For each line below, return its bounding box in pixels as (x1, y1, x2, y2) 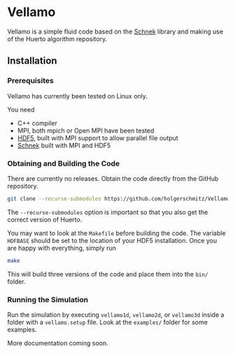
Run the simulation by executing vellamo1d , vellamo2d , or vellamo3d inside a (7, 310, 225, 318)
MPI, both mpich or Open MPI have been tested (17, 126, 155, 135)
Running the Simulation (7, 295, 89, 304)
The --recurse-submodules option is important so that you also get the (7, 207, 208, 216)
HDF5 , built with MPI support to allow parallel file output (17, 133, 178, 142)
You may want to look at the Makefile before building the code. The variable (7, 228, 226, 237)
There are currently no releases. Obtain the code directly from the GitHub (7, 174, 219, 182)
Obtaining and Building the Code (7, 158, 120, 168)
